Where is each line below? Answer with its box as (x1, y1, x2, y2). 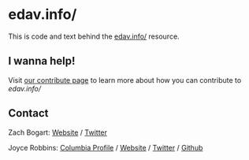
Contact (8, 106, 49, 120)
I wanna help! (8, 54, 76, 68)
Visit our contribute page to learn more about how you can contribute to (8, 75, 242, 84)
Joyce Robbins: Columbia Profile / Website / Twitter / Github (8, 143, 203, 152)
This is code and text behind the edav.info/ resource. (8, 32, 180, 41)
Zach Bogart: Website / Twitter (8, 128, 108, 137)
